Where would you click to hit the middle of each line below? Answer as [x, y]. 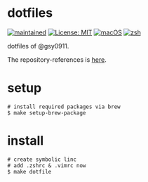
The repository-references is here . [57, 59]
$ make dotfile [29, 171]
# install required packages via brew [64, 107]
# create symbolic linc [42, 160]
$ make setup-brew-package [47, 113]
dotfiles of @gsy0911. [38, 46]
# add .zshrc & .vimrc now [47, 165]
